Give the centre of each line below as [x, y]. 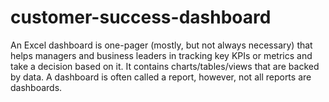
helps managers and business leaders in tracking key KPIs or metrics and [161, 55]
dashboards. [36, 87]
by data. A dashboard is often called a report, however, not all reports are [161, 77]
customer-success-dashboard [141, 17]
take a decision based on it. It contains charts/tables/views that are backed [165, 66]
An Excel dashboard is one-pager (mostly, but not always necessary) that [161, 45]
